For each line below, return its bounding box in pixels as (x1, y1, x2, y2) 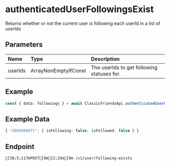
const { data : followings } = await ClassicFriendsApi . (5, 101, 125, 106)
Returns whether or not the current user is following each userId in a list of (5, 20, 160, 26)
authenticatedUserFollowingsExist (5, 4, 154, 15)
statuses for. (91, 70, 121, 77)
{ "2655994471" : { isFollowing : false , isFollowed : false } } (5, 128, 139, 134)
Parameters (5, 40, 43, 49)
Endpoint (5, 142, 34, 151)
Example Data (5, 115, 50, 123)
